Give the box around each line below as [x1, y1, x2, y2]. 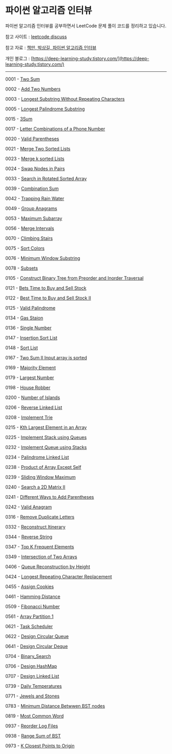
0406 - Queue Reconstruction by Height [5, 563, 91, 570]
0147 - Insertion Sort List [5, 334, 58, 341]
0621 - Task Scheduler [5, 623, 53, 629]
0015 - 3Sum [5, 116, 33, 122]
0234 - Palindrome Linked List [5, 454, 69, 460]
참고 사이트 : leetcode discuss [5, 33, 67, 40]
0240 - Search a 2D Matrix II [5, 484, 66, 490]
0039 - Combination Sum [5, 185, 59, 192]
